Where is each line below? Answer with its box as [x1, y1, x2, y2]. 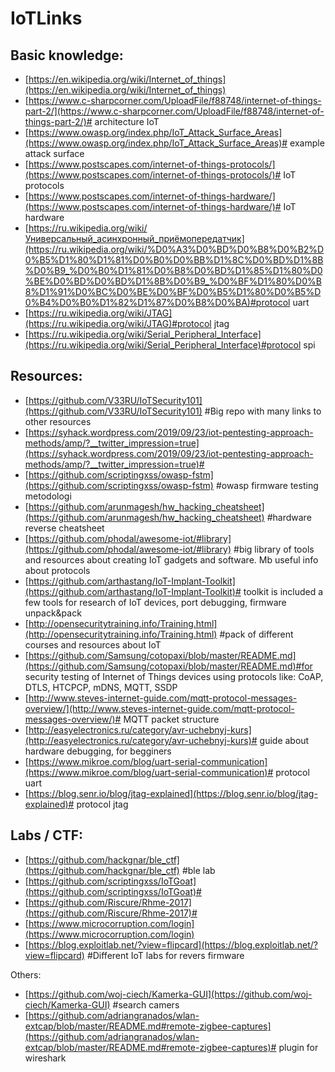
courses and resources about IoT [24, 638, 162, 651]
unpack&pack [24, 607, 82, 619]
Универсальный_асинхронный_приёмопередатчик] [24, 233, 245, 244]
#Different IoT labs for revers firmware [86, 949, 245, 961]
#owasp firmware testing [215, 479, 319, 491]
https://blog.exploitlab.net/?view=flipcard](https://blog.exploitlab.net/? [28, 938, 318, 951]
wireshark [24, 1052, 67, 1064]
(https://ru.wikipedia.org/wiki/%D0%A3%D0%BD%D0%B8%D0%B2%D [24, 243, 325, 255]
